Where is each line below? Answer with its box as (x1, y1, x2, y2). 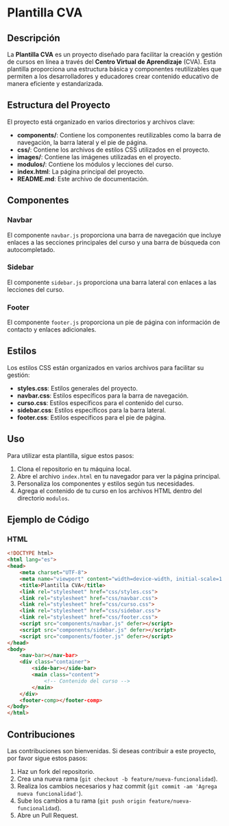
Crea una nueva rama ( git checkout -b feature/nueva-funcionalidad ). (16, 775, 218, 783)
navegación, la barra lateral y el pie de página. (16, 138, 148, 146)
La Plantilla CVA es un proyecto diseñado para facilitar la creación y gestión (7, 50, 223, 58)
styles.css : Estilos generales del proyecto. (16, 384, 138, 392)
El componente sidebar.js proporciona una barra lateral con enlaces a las (7, 278, 217, 286)
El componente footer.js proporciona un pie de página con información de (7, 318, 221, 327)
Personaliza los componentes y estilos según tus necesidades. (16, 479, 195, 487)
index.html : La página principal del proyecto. (16, 167, 145, 176)
